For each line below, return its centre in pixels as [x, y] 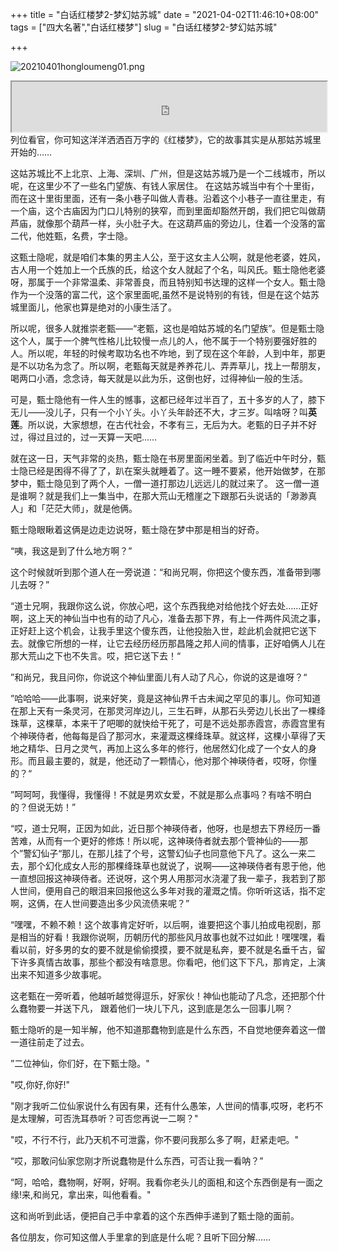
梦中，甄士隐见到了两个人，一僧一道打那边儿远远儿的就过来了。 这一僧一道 [165, 483]
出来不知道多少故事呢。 [58, 974]
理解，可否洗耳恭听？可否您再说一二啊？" [113, 1118]
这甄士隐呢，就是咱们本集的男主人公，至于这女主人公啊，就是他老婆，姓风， [168, 257]
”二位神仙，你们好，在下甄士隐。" [80, 1063]
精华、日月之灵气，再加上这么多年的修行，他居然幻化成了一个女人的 [167, 748]
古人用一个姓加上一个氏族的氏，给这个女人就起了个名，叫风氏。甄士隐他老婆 [168, 269]
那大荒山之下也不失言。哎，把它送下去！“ [96, 656]
